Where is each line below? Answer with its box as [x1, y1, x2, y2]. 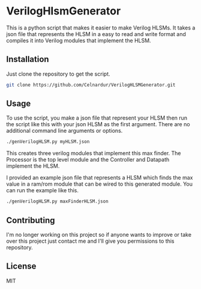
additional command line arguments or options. [6, 127, 123, 135]
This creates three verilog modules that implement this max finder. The [6, 150, 181, 157]
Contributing [6, 215, 55, 225]
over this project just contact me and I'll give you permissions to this [6, 237, 175, 245]
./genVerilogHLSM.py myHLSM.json [6, 139, 90, 145]
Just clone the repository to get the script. [6, 70, 110, 78]
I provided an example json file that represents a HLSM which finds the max [6, 174, 193, 181]
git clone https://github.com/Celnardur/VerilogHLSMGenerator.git [6, 82, 176, 88]
